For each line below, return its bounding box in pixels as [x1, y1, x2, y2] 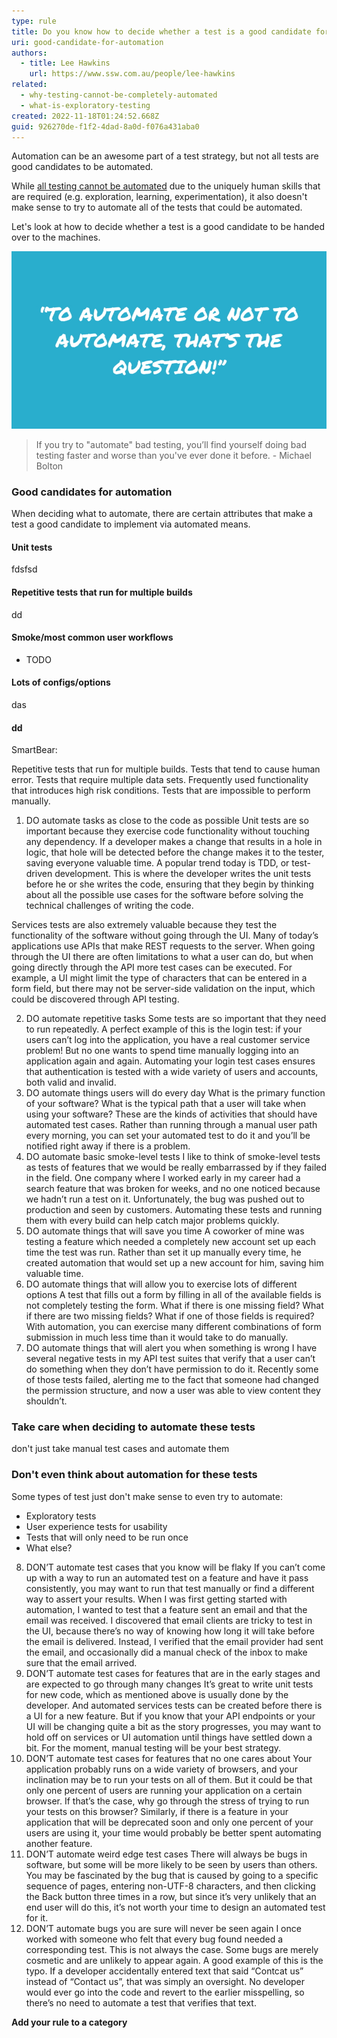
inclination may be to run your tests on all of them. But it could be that [25, 1773, 313, 1785]
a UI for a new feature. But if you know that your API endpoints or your [25, 1710, 316, 1722]
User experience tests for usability [25, 1520, 168, 1532]
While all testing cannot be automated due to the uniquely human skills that [11, 180, 321, 192]
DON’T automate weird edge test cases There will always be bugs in [25, 1848, 308, 1860]
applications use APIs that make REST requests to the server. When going [11, 940, 316, 952]
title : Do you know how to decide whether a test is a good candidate [11, 26, 312, 37]
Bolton [35, 460, 64, 472]
